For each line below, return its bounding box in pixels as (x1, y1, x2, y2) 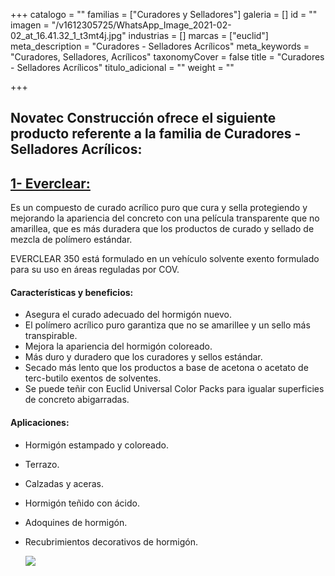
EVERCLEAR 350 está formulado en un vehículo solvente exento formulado (10, 253, 320, 265)
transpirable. (24, 330, 78, 342)
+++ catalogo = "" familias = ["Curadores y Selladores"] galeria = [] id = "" (10, 9, 318, 20)
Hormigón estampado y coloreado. (24, 439, 169, 451)
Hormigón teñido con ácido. (24, 497, 140, 509)
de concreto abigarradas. (24, 394, 130, 406)
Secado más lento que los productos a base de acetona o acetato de (24, 362, 309, 374)
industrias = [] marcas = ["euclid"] (128, 30, 269, 41)
